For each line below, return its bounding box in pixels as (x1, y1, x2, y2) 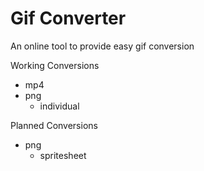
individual (39, 100, 80, 112)
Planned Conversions (10, 119, 98, 131)
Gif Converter (10, 7, 127, 30)
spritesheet (39, 149, 87, 161)
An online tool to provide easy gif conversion (10, 40, 195, 52)
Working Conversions (10, 59, 100, 71)
